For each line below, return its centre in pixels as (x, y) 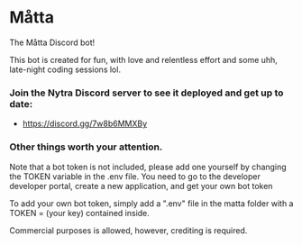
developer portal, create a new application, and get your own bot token (141, 186)
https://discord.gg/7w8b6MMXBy (85, 123)
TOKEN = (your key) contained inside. (80, 213)
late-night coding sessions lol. (65, 69)
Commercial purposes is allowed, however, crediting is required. (128, 230)
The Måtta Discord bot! (52, 42)
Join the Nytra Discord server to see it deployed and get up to (146, 93)
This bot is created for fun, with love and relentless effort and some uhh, (143, 59)
